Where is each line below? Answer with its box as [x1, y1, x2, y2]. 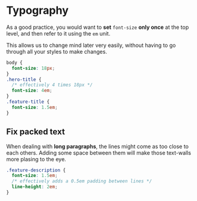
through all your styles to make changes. [6, 48, 107, 55]
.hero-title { [6, 76, 42, 82]
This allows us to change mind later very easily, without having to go [6, 42, 176, 49]
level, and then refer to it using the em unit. [6, 29, 110, 37]
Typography [6, 4, 69, 17]
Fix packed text [6, 127, 65, 137]
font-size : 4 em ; [11, 88, 52, 94]
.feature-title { [6, 99, 50, 105]
